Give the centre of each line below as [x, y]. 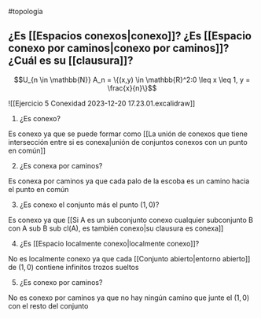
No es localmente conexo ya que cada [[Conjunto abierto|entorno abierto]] [129, 258]
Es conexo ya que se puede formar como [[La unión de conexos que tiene [128, 134]
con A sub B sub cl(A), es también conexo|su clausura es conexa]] [116, 228]
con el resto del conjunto [48, 305]
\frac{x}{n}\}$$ [132, 88]
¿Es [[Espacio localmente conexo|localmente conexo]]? [109, 243]
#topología [26, 11]
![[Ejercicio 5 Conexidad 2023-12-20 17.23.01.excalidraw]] [102, 103]
